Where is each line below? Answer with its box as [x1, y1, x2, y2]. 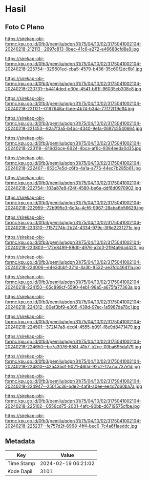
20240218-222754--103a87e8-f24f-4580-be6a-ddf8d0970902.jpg [5, 185, 141, 191]
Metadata [5, 437, 35, 445]
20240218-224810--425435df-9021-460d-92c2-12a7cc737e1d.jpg [5, 364, 140, 369]
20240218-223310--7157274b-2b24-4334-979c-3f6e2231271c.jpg [5, 225, 140, 230]
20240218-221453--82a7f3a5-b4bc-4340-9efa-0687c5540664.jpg [5, 125, 143, 131]
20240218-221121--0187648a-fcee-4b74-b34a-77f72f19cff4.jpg [5, 106, 134, 111]
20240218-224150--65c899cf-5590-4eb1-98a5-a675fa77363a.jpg [5, 284, 140, 290]
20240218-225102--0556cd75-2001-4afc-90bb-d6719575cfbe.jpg [5, 403, 140, 409]
